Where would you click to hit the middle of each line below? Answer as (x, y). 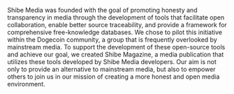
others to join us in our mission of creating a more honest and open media (114, 77)
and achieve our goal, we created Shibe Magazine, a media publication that (116, 54)
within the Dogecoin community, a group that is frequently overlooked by (112, 40)
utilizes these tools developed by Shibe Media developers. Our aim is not (112, 62)
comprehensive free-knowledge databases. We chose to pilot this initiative (115, 32)
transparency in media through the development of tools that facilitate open (116, 17)
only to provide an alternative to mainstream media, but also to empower (111, 69)
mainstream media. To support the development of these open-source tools (116, 47)
